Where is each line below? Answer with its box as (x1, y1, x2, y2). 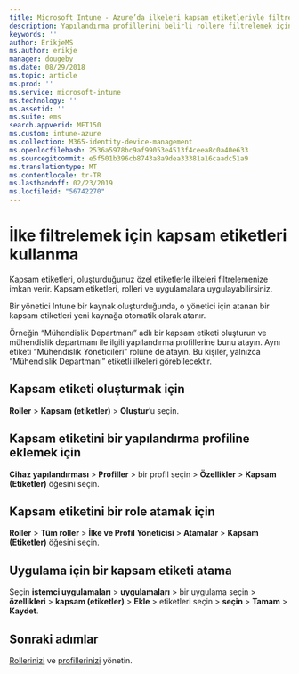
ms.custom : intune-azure (9, 129, 101, 138)
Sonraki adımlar (9, 631, 99, 646)
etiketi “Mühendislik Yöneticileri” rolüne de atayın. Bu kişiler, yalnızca (9, 346, 261, 357)
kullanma (9, 244, 79, 265)
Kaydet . (9, 605, 39, 616)
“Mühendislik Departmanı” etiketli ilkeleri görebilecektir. (9, 356, 212, 366)
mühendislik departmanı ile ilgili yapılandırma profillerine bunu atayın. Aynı (9, 336, 281, 348)
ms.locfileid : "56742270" (9, 187, 105, 196)
